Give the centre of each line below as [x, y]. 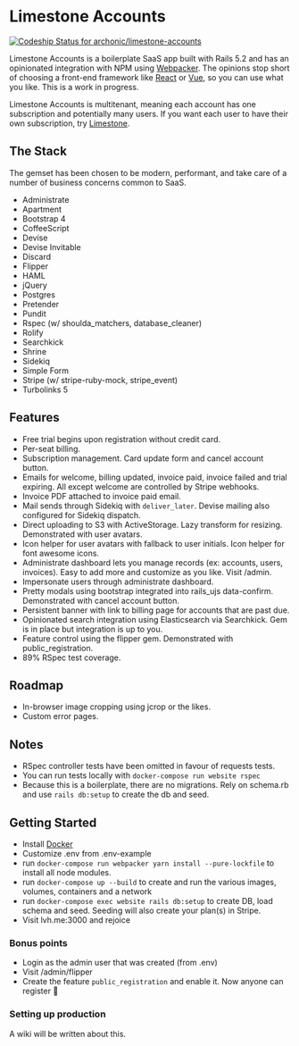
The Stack [38, 151]
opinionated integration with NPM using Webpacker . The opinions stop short [149, 68]
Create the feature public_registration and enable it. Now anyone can [153, 982]
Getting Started [53, 822]
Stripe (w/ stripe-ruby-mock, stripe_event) [100, 380]
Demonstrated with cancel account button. [101, 600]
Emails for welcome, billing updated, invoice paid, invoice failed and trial [154, 477]
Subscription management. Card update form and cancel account [143, 458]
